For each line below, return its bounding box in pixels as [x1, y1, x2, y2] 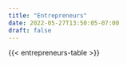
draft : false [8, 26, 52, 34]
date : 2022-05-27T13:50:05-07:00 [8, 19, 120, 27]
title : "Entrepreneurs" [8, 11, 88, 20]
